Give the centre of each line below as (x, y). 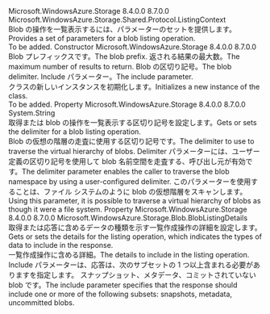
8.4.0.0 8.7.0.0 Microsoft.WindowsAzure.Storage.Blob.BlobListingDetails (128, 218)
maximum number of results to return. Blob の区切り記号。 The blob (120, 67)
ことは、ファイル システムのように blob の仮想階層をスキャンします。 (131, 192)
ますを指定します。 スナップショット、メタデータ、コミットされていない (135, 275)
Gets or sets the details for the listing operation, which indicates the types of (135, 237)
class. (18, 96)
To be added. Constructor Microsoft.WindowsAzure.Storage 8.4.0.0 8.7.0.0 (132, 47)
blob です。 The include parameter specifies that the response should (123, 285)
